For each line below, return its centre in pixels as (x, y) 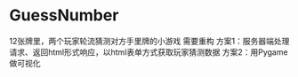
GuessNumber (64, 15)
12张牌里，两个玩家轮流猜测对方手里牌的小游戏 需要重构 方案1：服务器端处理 (149, 41)
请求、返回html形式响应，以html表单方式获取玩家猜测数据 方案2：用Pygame (149, 52)
